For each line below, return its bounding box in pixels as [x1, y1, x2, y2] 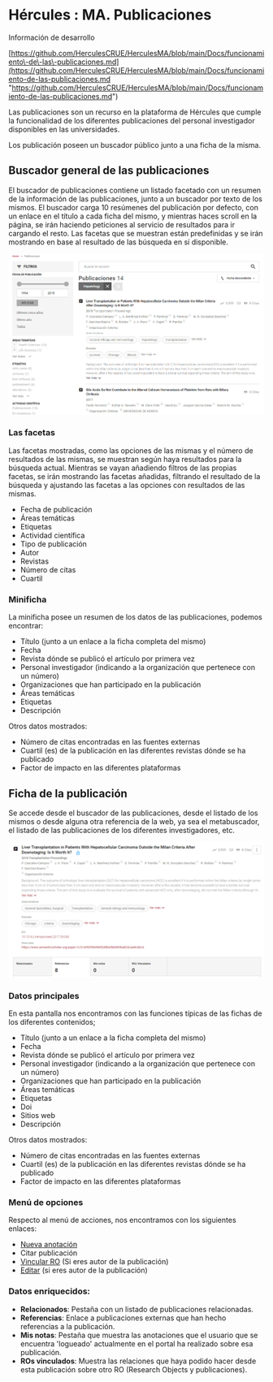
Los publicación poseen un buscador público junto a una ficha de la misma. [8, 140, 262, 149]
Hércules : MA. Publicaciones [8, 6, 212, 24]
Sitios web [19, 1110, 55, 1120]
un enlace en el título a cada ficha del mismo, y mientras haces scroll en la [8, 211, 258, 221]
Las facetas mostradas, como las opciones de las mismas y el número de [8, 445, 253, 456]
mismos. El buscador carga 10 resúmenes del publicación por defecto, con [8, 202, 258, 212]
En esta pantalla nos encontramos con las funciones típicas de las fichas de [8, 1008, 262, 1018]
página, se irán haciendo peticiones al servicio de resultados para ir [8, 219, 236, 229]
